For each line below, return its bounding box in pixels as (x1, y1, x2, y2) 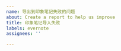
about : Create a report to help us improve (6, 14, 116, 20)
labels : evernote (6, 25, 49, 31)
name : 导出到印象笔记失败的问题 (6, 8, 75, 15)
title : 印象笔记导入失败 (6, 20, 60, 26)
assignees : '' (6, 31, 42, 37)
